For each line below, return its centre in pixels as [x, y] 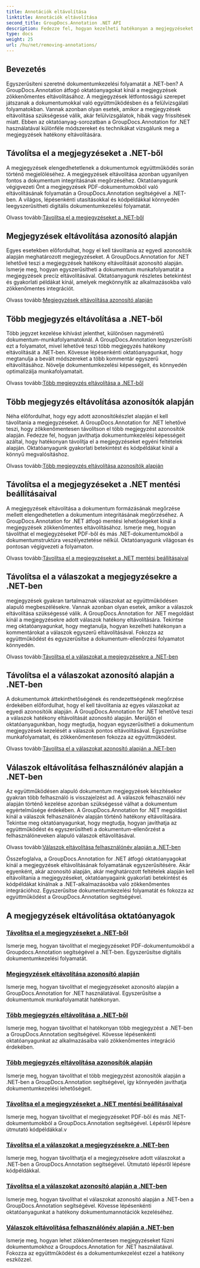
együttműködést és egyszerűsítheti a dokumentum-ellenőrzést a [86, 829]
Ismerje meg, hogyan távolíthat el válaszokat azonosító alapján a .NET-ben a [100, 1199]
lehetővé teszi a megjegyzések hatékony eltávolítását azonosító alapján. [95, 263]
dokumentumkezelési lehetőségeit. [49, 1088]
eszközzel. [19, 1259]
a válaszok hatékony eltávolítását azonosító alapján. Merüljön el [84, 718]
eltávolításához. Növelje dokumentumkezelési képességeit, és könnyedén [97, 365]
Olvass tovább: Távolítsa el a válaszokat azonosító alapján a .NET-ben [91, 749]
